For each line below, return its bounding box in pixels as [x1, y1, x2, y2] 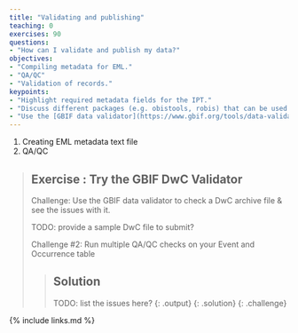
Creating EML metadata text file [21, 137, 138, 147]
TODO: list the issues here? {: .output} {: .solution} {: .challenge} [52, 297, 287, 308]
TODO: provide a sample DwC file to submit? [30, 221, 195, 232]
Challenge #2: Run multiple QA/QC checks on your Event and [30, 239, 255, 250]
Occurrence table [30, 248, 96, 258]
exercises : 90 [9, 29, 62, 38]
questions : [9, 37, 50, 47]
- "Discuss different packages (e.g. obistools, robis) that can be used [9, 104, 288, 113]
